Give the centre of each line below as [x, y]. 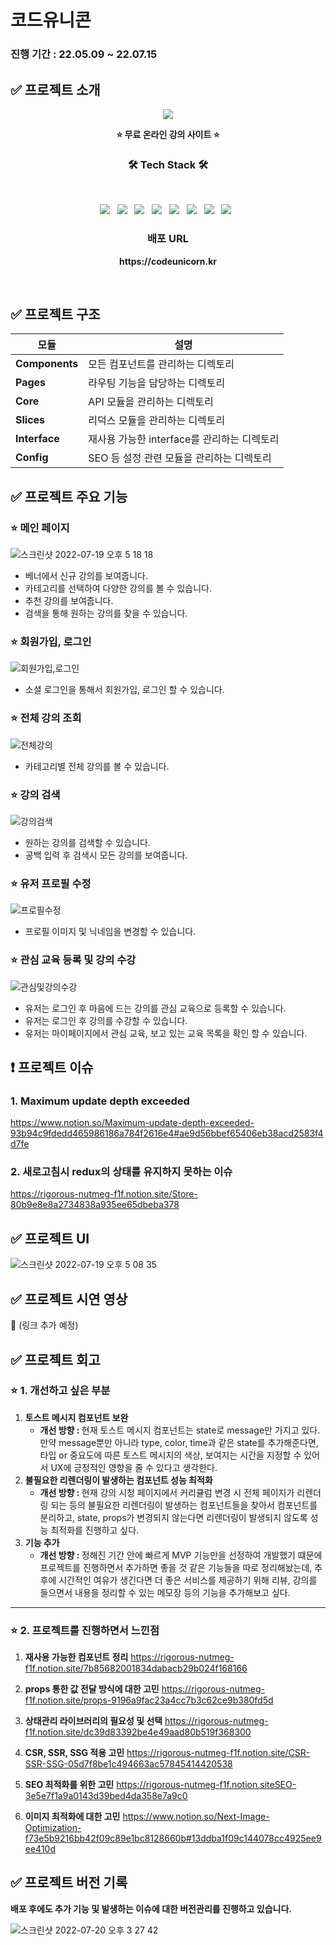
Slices [30, 420]
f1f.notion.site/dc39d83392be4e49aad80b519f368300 [138, 1732]
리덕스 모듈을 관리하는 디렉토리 [157, 421]
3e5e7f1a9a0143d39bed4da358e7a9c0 [106, 1796]
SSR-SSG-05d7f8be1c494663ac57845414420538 [128, 1764]
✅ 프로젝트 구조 [55, 314]
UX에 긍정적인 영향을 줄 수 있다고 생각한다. [134, 1467]
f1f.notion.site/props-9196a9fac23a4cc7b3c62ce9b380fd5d [149, 1700]
